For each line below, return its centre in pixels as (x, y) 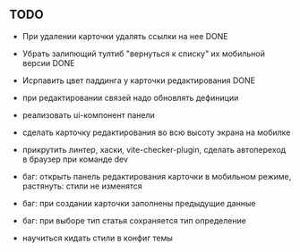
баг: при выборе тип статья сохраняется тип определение (134, 220)
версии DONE (48, 63)
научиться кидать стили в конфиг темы (97, 238)
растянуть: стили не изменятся (82, 186)
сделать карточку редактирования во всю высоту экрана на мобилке (156, 132)
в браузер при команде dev (75, 159)
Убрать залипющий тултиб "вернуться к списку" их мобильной (144, 54)
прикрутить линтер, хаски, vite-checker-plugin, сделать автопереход (154, 149)
